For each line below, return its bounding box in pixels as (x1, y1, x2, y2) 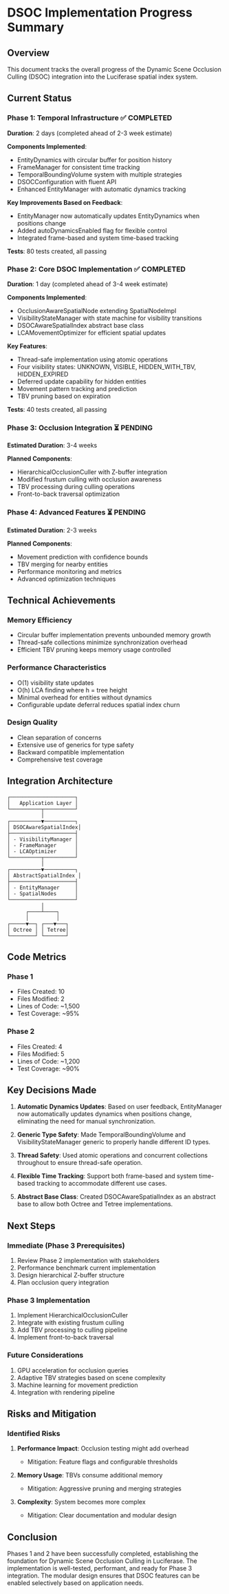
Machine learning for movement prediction (17, 1381, 138, 1389)
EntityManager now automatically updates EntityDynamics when (17, 212, 200, 220)
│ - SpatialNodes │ (7, 890, 78, 897)
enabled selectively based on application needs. (7, 1579, 144, 1587)
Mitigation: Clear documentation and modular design (27, 1511, 177, 1520)
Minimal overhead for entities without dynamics (17, 693, 153, 701)
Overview (7, 47, 50, 59)
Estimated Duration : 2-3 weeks (7, 526, 98, 534)
